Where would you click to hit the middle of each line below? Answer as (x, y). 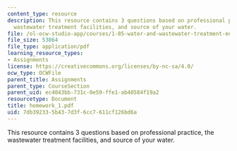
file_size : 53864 (33, 40)
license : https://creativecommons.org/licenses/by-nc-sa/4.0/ (101, 66)
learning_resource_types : (45, 54)
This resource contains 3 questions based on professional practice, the (111, 132)
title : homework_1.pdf (41, 106)
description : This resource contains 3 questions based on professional (116, 20)
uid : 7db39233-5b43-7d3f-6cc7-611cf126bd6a (72, 112)
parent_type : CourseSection (49, 86)
